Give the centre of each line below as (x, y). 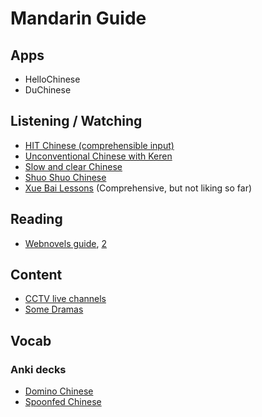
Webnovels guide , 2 (66, 243)
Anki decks (38, 369)
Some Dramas (54, 309)
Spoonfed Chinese (63, 402)
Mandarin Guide (78, 18)
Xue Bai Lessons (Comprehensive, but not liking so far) (138, 188)
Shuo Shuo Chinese (65, 177)
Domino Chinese (59, 391)
